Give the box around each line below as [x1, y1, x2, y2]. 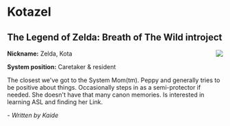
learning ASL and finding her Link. [7, 98, 103, 106]
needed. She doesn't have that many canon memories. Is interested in [7, 90, 205, 99]
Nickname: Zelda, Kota [7, 49, 73, 58]
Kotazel [7, 4, 51, 20]
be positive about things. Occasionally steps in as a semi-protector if [7, 84, 201, 91]
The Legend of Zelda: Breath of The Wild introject [7, 32, 222, 43]
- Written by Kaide [7, 111, 59, 119]
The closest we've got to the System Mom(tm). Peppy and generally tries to [7, 76, 220, 84]
